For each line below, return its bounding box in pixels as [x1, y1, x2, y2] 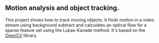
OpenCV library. [5, 32, 38, 38]
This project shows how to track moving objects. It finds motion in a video [5, 17, 155, 22]
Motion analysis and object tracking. [5, 4, 119, 12]
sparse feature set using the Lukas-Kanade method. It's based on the [5, 27, 146, 33]
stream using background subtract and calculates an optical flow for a [5, 22, 147, 28]
